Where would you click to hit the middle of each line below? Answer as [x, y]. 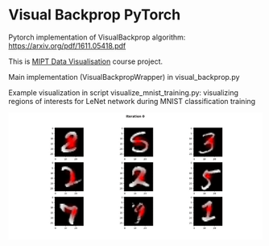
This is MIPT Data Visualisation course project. [86, 61]
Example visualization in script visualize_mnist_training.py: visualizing [124, 92]
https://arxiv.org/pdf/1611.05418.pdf [67, 45]
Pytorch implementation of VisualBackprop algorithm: [97, 37]
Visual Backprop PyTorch [95, 15]
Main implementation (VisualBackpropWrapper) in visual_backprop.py [124, 77]
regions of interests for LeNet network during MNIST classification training [132, 101]
